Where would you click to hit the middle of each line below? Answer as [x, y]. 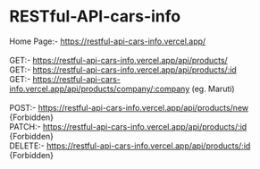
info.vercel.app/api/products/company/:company [100, 89]
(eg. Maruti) [213, 89]
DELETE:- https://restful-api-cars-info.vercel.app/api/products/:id [130, 146]
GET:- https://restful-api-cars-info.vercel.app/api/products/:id [123, 70]
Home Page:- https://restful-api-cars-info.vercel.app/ [108, 41]
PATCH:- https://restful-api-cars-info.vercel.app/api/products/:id [128, 126]
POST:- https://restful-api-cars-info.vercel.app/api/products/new [129, 107]
